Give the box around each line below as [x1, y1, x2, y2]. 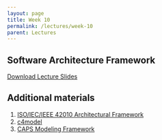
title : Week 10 [7, 16, 51, 23]
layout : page [7, 10, 44, 17]
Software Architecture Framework [7, 54, 156, 66]
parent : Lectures [7, 29, 57, 36]
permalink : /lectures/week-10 [7, 23, 94, 29]
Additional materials [7, 92, 95, 104]
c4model [16, 117, 42, 126]
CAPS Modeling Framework [16, 124, 95, 133]
